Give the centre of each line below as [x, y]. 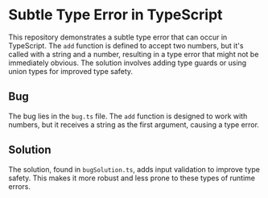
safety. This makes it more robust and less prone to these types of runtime [132, 178]
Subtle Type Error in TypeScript [115, 15]
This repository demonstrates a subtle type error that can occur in [118, 37]
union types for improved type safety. [71, 71]
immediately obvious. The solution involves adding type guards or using [128, 63]
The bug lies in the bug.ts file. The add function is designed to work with [128, 116]
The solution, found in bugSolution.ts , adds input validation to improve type [134, 169]
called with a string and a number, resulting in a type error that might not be [134, 54]
